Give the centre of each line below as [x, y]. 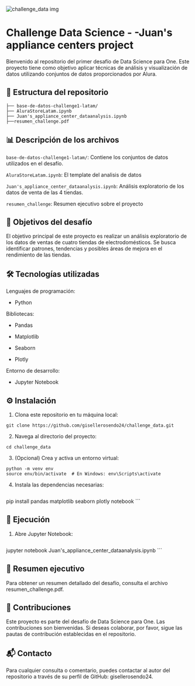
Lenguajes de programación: [41, 291]
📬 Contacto [29, 653]
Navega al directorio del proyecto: [55, 436]
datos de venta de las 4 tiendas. [45, 192]
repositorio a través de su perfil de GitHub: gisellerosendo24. [80, 677]
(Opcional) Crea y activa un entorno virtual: [66, 458]
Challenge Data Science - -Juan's [89, 33]
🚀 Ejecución [28, 520]
